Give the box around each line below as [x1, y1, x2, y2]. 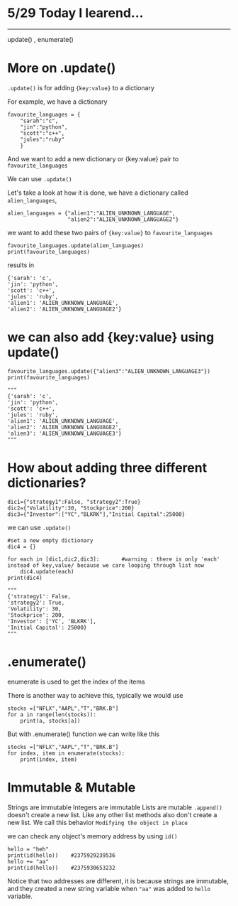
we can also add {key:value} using [7, 329, 215, 345]
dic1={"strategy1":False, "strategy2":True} [7, 498, 141, 505]
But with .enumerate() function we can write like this [7, 730, 160, 738]
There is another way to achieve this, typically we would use [7, 691, 183, 699]
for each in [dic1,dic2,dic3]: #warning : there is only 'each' [7, 556, 220, 563]
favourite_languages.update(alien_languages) [7, 242, 144, 249]
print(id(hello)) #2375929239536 [7, 851, 115, 859]
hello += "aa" [7, 858, 50, 865]
